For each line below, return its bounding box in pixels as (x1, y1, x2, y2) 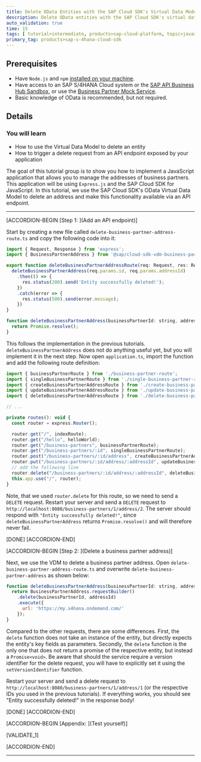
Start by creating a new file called (6, 228, 89, 235)
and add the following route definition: (6, 359, 100, 366)
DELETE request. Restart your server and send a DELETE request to (6, 499, 166, 506)
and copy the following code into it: (29, 235, 116, 242)
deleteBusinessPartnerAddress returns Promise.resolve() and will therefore (6, 517, 192, 525)
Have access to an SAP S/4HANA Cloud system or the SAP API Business (14, 81, 194, 88)
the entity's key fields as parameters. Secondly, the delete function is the (6, 640, 187, 647)
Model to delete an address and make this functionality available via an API (6, 193, 191, 200)
